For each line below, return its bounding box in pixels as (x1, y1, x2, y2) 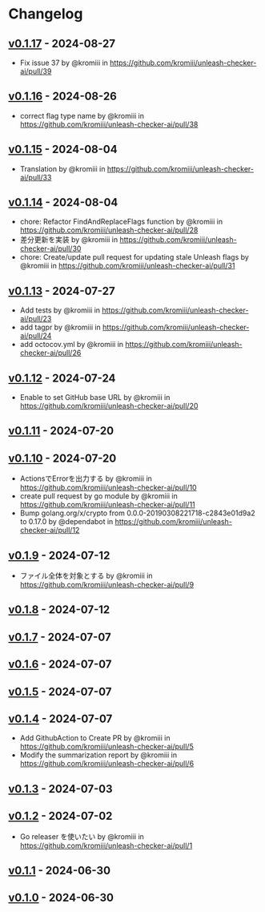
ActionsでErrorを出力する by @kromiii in (19, 474, 152, 483)
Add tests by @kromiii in (19, 305, 101, 315)
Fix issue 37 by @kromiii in (19, 58, 108, 67)
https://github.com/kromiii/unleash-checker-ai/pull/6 (19, 759, 195, 769)
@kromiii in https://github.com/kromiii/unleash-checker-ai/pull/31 (19, 261, 235, 271)
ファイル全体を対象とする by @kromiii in (19, 571, 154, 581)
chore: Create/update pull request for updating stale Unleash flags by (19, 252, 250, 262)
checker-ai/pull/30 (19, 244, 82, 253)
